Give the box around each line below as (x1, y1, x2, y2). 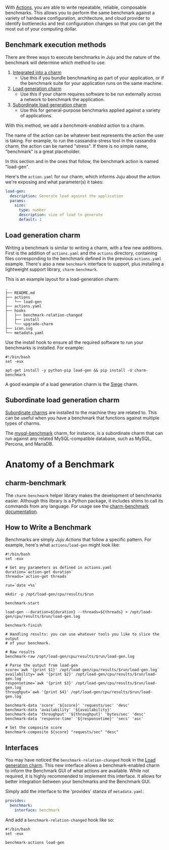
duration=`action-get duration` (5, 570, 73, 575)
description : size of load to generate (18, 212, 103, 217)
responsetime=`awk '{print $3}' (5, 681, 73, 686)
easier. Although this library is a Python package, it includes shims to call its (5, 497, 163, 503)
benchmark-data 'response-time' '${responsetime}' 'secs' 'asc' (5, 716, 144, 721)
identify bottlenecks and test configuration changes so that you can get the (5, 20, 162, 26)
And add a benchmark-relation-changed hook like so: (5, 816, 115, 823)
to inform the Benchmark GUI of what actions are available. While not (5, 768, 149, 774)
